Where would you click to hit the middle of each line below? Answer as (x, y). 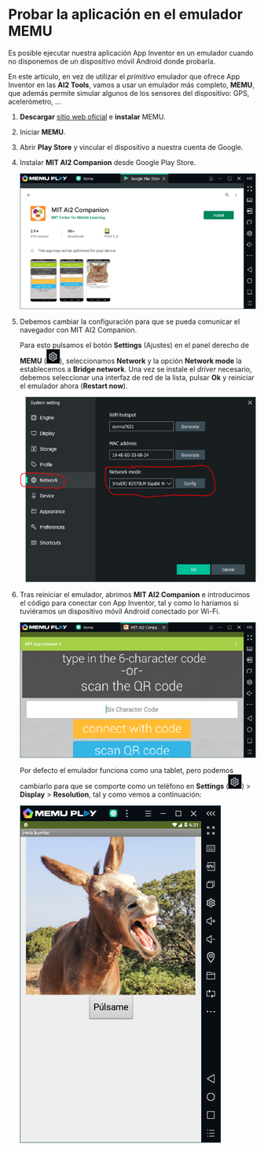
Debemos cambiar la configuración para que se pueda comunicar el (130, 321)
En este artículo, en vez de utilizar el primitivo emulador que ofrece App (124, 76)
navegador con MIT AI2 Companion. (78, 330)
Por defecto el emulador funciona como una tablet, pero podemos (126, 770)
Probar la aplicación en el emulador (126, 15)
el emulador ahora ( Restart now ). (73, 386)
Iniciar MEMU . (42, 132)
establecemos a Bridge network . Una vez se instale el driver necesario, (136, 369)
